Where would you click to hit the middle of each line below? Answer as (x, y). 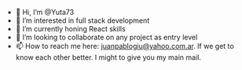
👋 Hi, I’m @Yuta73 (45, 12)
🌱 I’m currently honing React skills (70, 29)
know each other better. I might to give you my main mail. (108, 57)
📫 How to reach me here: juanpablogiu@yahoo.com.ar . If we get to (125, 46)
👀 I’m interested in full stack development (82, 20)
